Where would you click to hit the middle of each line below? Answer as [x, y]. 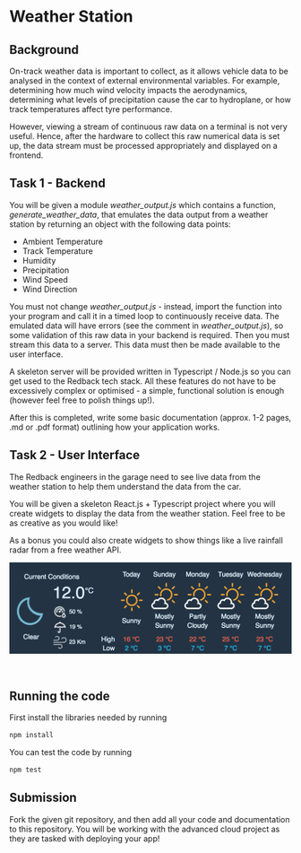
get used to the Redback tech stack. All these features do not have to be [142, 381]
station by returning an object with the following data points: [120, 224]
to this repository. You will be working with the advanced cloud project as [145, 829]
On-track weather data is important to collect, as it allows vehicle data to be [149, 71]
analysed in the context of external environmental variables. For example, [145, 81]
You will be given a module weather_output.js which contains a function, [142, 205]
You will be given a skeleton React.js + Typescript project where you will [142, 503]
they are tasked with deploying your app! [85, 838]
